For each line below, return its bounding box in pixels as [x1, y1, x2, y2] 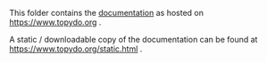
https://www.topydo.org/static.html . [9, 43, 143, 54]
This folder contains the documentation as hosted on [9, 8, 204, 18]
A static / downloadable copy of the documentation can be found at [9, 35, 258, 44]
